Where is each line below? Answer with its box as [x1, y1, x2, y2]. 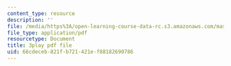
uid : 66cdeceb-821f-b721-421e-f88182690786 [7, 49, 134, 56]
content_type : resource [7, 10, 76, 17]
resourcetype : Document [7, 36, 76, 43]
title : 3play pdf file [7, 42, 72, 49]
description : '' [7, 16, 54, 23]
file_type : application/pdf [7, 29, 88, 36]
